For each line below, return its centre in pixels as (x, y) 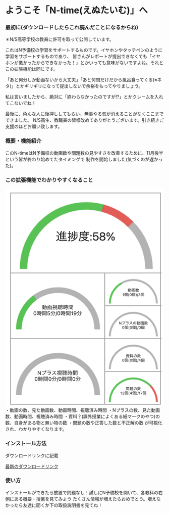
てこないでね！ (21, 103)
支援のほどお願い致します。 (34, 126)
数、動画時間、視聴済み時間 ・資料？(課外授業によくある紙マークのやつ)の (83, 416)
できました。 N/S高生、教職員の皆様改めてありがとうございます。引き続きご (84, 120)
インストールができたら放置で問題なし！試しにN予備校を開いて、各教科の (82, 492)
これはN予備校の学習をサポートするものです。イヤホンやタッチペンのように (84, 50)
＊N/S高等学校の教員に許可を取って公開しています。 (60, 39)
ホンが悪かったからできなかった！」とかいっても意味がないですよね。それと (84, 63)
